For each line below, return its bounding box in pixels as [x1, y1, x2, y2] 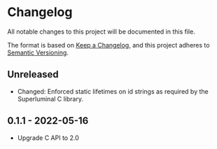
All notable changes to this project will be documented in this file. [7, 27, 196, 36]
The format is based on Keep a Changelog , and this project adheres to [7, 41, 210, 49]
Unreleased [7, 69, 59, 80]
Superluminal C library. [17, 94, 84, 103]
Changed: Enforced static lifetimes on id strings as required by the [17, 87, 209, 95]
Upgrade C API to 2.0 [17, 134, 79, 142]
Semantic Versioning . [7, 48, 69, 57]
